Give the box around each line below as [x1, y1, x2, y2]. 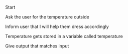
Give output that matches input [5, 43, 69, 49]
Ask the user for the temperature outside [5, 14, 89, 19]
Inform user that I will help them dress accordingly [5, 23, 109, 29]
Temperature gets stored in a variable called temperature [5, 33, 123, 39]
